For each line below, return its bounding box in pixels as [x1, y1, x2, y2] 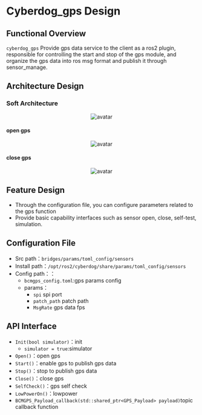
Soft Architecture [6, 99, 59, 108]
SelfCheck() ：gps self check [15, 382, 88, 390]
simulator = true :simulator [24, 345, 93, 352]
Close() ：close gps [15, 374, 64, 382]
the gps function [15, 207, 56, 215]
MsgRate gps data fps [33, 304, 85, 311]
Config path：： [15, 270, 56, 277]
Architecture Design [6, 81, 84, 91]
